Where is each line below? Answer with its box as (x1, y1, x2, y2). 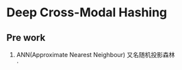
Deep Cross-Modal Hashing (6, 5, 168, 20)
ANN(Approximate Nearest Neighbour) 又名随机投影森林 (16, 51, 175, 58)
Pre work (6, 32, 46, 43)
